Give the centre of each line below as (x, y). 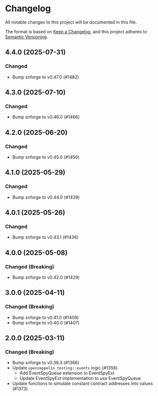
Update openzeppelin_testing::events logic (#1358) (65, 368)
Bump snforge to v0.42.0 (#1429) (46, 277)
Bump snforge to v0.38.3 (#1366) (46, 363)
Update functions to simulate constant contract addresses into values (82, 384)
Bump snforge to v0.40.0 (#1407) (46, 322)
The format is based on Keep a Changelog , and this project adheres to (76, 31)
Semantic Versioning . (26, 37)
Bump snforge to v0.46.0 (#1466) (46, 117)
